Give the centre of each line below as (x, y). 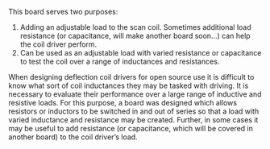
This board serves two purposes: (63, 12)
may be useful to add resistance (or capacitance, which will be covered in (131, 128)
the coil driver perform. (58, 44)
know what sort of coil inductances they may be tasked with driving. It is (129, 85)
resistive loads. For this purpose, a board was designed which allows (123, 103)
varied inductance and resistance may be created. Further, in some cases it (133, 120)
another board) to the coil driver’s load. (73, 137)
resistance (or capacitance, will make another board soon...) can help (135, 36)
